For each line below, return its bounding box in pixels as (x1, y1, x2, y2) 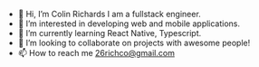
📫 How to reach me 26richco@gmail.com (17, 48, 175, 58)
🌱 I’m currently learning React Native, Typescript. (17, 28, 202, 38)
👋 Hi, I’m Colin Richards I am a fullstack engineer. (17, 9, 201, 19)
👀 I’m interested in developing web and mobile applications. (17, 18, 241, 29)
